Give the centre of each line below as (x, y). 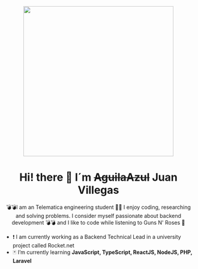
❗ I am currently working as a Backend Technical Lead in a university (97, 237)
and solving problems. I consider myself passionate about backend (98, 216)
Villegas (98, 190)
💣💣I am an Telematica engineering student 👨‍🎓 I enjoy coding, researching (98, 207)
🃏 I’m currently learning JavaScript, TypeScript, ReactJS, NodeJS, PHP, (102, 252)
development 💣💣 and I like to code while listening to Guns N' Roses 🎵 (98, 222)
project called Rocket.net (43, 245)
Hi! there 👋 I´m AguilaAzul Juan (98, 177)
